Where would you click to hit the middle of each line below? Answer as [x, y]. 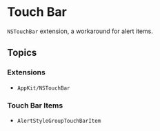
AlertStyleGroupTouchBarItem [59, 121]
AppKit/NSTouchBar [43, 88]
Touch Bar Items [35, 105]
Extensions [27, 72]
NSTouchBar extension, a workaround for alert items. [80, 31]
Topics [22, 53]
